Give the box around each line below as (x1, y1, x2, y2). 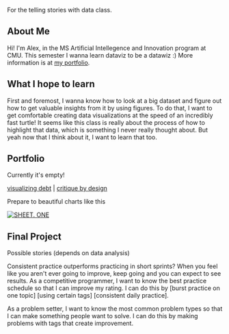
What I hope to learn (7, 78, 95, 90)
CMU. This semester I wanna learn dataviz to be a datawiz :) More (7, 51, 193, 59)
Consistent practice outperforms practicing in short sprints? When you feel (7, 262, 218, 270)
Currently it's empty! (7, 171, 65, 179)
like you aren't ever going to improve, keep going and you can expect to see (7, 270, 221, 278)
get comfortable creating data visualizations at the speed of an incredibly (7, 111, 213, 119)
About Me (7, 25, 50, 37)
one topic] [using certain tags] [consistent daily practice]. (7, 291, 169, 300)
